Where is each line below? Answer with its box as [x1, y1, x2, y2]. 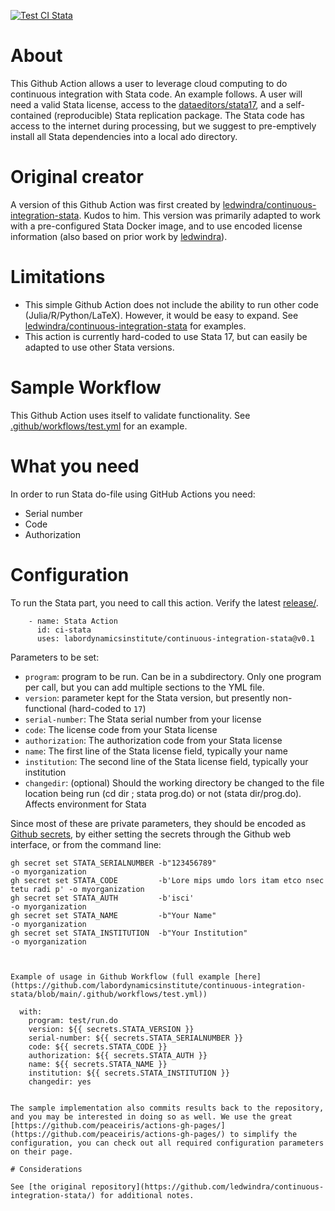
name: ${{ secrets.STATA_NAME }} [28, 1059, 168, 1069]
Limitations [10, 266, 106, 289]
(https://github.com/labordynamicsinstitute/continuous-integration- [10, 980, 307, 990]
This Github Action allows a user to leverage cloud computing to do [10, 77, 288, 89]
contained [10, 109, 52, 121]
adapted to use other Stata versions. [24, 341, 175, 353]
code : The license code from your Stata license [24, 723, 218, 735]
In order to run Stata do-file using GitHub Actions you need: [10, 488, 256, 500]
